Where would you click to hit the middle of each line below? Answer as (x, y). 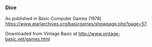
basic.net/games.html (28, 39)
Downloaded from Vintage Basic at (41, 34)
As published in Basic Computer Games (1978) (53, 19)
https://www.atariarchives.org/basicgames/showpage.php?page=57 (76, 24)
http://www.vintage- (99, 34)
